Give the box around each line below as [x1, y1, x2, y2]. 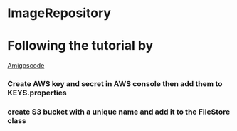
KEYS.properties [7, 88, 67, 98]
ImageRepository [7, 5, 112, 21]
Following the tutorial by [7, 38, 154, 54]
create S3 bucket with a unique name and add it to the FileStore [7, 107, 231, 117]
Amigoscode [7, 61, 45, 70]
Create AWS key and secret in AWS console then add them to [7, 79, 223, 89]
